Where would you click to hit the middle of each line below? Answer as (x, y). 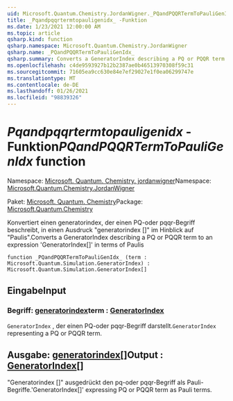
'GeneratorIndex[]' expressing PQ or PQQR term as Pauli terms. (122, 390)
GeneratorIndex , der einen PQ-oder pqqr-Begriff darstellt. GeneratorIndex (112, 326)
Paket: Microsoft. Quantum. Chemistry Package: (75, 202)
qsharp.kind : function (40, 40)
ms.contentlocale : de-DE (43, 85)
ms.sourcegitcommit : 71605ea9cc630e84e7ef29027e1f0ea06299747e (101, 72)
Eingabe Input (37, 291)
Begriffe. (19, 390)
